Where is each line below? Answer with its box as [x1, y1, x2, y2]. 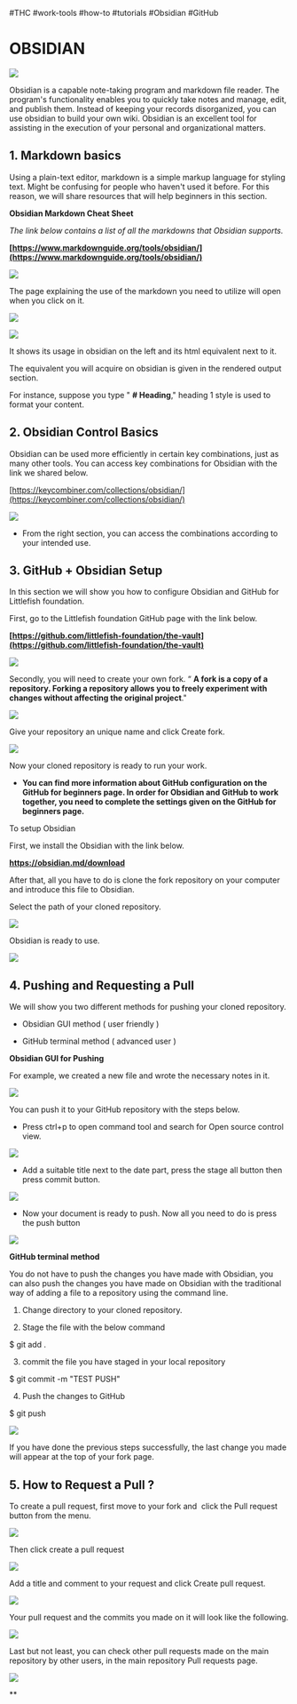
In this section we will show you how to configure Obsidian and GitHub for [9, 587, 279, 597]
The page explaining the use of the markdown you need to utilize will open [9, 285, 282, 296]
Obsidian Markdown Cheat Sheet [9, 208, 134, 219]
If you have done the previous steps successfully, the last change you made [9, 1442, 287, 1452]
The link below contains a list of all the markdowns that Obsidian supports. [9, 225, 284, 236]
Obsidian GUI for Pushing [9, 1053, 105, 1064]
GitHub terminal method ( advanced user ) [21, 1036, 177, 1047]
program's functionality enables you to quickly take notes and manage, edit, [9, 93, 287, 105]
